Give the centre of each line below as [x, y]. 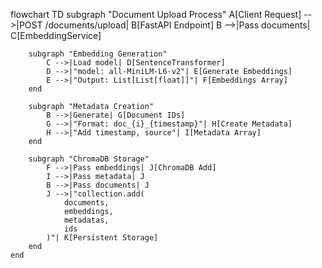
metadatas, [86, 220]
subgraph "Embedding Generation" [98, 54]
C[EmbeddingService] [56, 35]
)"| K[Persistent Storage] [102, 238]
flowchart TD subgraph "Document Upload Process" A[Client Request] [156, 14]
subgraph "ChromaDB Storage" [89, 159]
